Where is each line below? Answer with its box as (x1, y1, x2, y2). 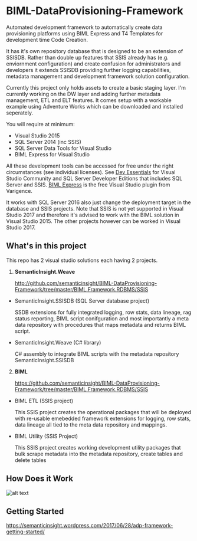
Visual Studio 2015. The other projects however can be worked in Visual (6, 217, 181, 225)
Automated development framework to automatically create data (6, 24, 163, 31)
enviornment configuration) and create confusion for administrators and (6, 60, 181, 67)
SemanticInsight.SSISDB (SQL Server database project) (14, 297, 149, 304)
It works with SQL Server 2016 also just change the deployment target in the (6, 199, 191, 206)
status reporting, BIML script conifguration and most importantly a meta (14, 314, 189, 322)
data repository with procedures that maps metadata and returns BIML (14, 321, 186, 328)
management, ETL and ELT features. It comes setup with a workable (6, 96, 172, 104)
